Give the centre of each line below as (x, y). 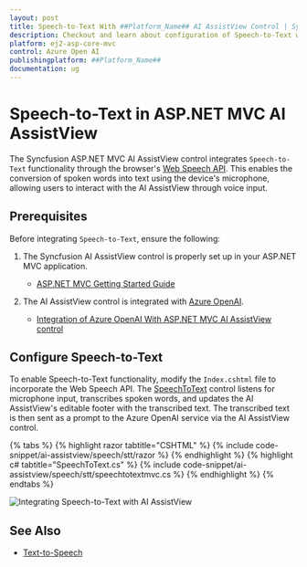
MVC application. (55, 266)
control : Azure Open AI (55, 52)
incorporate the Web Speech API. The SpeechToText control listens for (143, 389)
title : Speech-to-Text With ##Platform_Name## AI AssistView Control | (148, 26)
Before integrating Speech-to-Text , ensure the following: (115, 238)
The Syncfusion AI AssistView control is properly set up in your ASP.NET (159, 256)
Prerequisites (48, 217)
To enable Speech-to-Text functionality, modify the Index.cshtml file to (143, 379)
